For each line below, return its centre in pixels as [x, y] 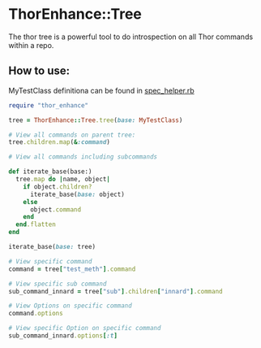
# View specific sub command [58, 284]
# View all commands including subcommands [83, 157]
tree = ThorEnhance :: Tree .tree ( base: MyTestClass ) [96, 120]
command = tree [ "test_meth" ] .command [72, 269]
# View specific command [50, 261]
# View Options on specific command [70, 306]
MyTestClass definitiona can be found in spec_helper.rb [101, 90]
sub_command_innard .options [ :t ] [63, 336]
